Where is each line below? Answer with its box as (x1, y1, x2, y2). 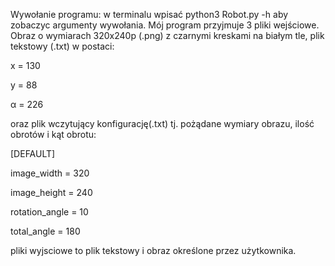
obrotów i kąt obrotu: (10, 129, 97, 140)
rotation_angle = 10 (10, 206, 89, 218)
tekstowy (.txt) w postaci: (10, 40, 115, 52)
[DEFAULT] (10, 148, 56, 159)
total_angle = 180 (10, 225, 81, 237)
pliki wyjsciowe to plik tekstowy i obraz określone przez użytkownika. (10, 245, 297, 256)
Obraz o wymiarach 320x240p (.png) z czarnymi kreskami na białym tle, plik (10, 30, 325, 41)
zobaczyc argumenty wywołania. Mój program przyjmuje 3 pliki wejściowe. (10, 19, 320, 31)
